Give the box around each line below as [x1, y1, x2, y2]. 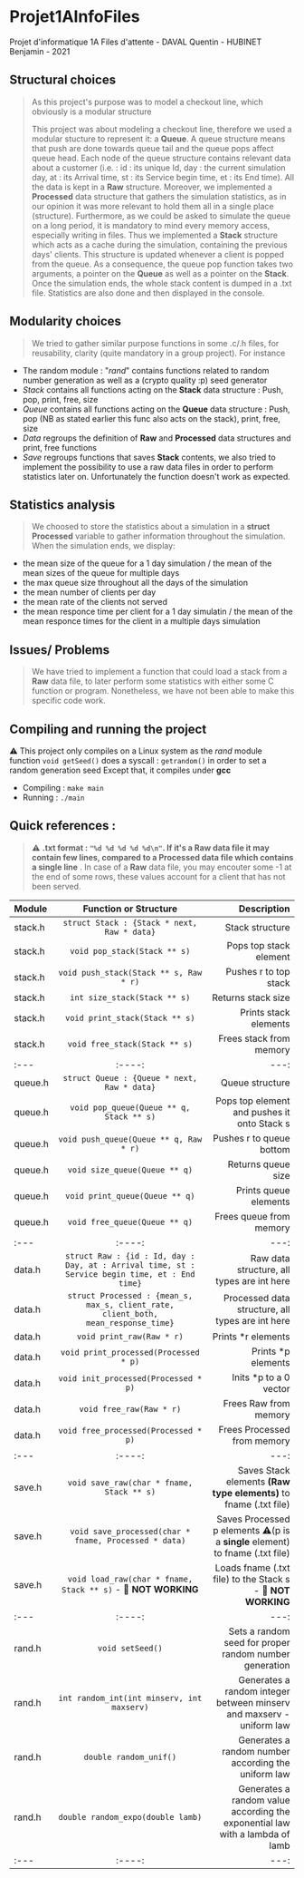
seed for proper [223, 1636, 290, 1649]
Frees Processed [218, 1423, 290, 1435]
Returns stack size [212, 991, 290, 1004]
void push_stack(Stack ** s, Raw [58, 968, 203, 978]
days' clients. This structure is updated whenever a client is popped [31, 248, 285, 259]
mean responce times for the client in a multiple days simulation [22, 616, 261, 627]
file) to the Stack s [212, 1572, 290, 1585]
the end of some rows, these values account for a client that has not [31, 871, 286, 881]
